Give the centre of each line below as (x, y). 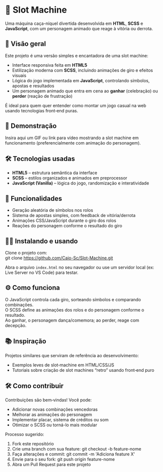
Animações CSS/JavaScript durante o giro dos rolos (64, 220)
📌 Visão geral (26, 44)
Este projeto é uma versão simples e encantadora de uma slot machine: (77, 55)
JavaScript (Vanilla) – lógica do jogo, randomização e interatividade (81, 183)
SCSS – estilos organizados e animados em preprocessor (70, 178)
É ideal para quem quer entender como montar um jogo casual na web (76, 105)
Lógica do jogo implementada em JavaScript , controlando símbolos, (81, 80)
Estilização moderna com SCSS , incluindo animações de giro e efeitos (82, 70)
